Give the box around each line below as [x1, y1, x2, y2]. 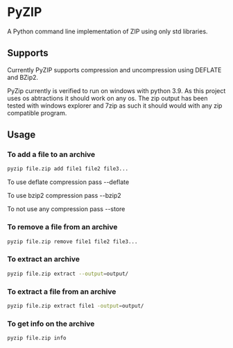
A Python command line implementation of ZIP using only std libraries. [7, 27, 208, 35]
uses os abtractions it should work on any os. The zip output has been [7, 94, 208, 102]
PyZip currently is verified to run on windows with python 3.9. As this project [7, 86, 226, 94]
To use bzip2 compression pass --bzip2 [7, 192, 121, 200]
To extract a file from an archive [7, 286, 116, 296]
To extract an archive [7, 254, 80, 264]
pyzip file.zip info [7, 335, 67, 342]
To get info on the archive [7, 319, 95, 329]
